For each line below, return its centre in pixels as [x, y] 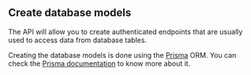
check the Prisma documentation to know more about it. [99, 63]
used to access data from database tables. [78, 40]
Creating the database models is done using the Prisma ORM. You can [122, 55]
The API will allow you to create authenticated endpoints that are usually [126, 31]
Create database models [70, 13]
